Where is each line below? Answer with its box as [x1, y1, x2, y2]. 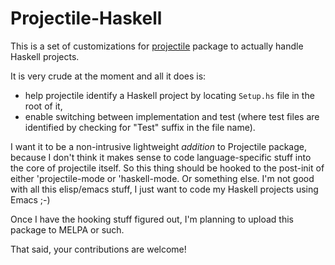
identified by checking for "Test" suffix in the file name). [24, 121, 256, 133]
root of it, [24, 100, 63, 112]
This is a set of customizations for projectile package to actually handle [10, 40, 304, 52]
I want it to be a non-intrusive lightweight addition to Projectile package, [10, 140, 307, 152]
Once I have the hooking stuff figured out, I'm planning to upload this [10, 213, 294, 225]
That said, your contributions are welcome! [10, 243, 187, 255]
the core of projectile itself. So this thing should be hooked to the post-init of [10, 162, 325, 174]
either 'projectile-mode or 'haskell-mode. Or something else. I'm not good [10, 172, 315, 184]
